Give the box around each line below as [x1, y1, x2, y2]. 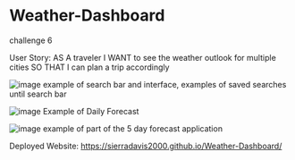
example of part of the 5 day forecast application [43, 122, 223, 134]
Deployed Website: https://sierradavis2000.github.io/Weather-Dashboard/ [9, 140, 282, 151]
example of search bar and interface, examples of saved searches [43, 79, 287, 89]
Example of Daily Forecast [43, 105, 139, 116]
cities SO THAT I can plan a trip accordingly [9, 62, 170, 72]
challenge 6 [9, 35, 53, 46]
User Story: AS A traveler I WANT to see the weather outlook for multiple [9, 52, 277, 63]
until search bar [9, 88, 67, 99]
